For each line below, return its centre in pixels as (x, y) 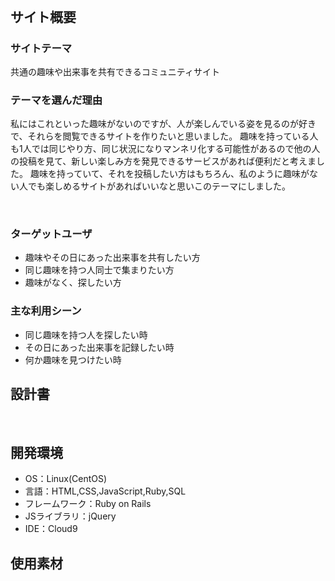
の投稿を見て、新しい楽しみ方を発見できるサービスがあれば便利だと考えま (163, 161)
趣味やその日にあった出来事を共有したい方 (112, 258)
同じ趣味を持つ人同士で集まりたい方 (99, 270)
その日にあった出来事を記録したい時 (99, 347)
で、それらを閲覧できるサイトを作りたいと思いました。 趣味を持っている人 (164, 136)
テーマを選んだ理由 (56, 100)
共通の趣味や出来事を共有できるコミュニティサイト (115, 71)
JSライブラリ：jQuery (70, 516)
